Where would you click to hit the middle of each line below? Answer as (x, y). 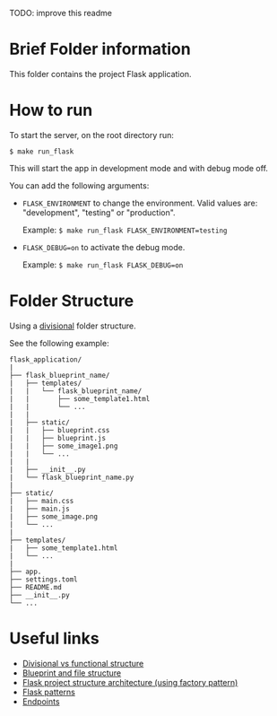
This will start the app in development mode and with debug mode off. (139, 168)
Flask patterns (49, 692)
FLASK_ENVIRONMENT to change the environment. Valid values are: (140, 203)
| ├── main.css (42, 501)
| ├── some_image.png (54, 516)
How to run (51, 110)
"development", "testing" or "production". (99, 212)
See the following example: (59, 343)
